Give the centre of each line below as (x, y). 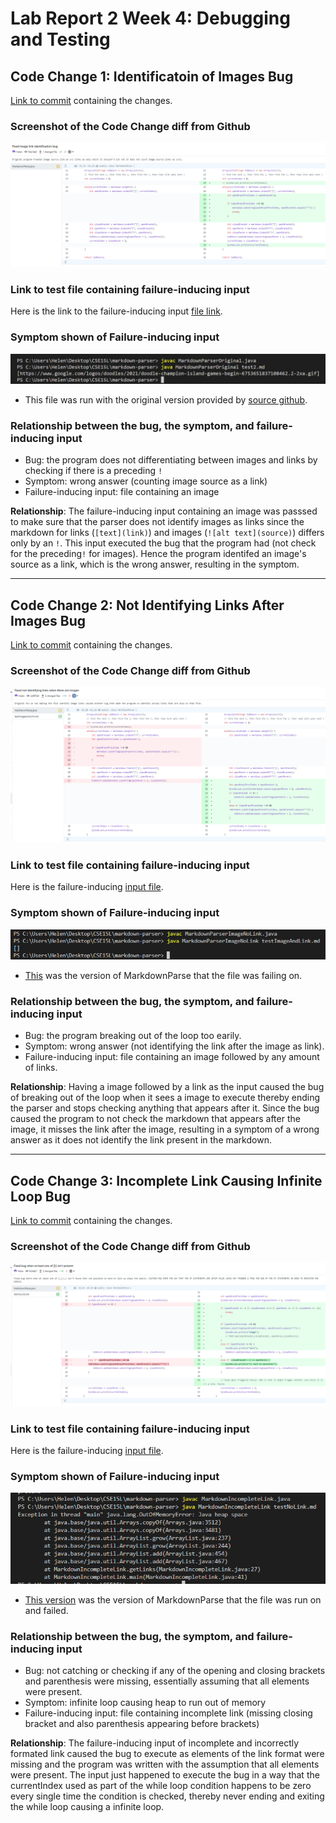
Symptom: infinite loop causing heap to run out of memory (145, 1703)
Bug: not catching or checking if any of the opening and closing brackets (175, 1671)
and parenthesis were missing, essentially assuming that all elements (167, 1681)
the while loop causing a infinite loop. (87, 1807)
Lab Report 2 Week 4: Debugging (150, 18)
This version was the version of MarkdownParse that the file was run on (173, 1600)
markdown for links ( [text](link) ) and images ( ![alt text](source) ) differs (167, 533)
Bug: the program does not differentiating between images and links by (171, 460)
